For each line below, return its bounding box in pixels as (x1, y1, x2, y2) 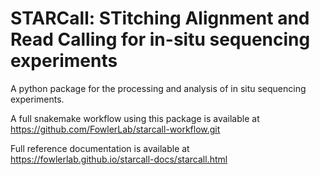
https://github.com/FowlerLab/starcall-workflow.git (10, 123, 221, 135)
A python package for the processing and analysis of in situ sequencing (10, 82, 307, 94)
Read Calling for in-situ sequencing (10, 28, 311, 51)
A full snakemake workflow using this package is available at (10, 112, 260, 124)
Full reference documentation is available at (10, 142, 190, 154)
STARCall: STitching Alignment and (10, 7, 310, 30)
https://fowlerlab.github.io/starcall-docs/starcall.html (10, 153, 228, 165)
